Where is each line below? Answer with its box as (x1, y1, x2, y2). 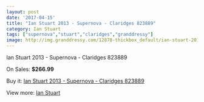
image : (6, 37, 23, 43)
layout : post (6, 8, 39, 15)
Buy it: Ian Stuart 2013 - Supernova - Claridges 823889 (6, 77, 144, 84)
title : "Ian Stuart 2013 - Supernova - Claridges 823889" (6, 20, 156, 26)
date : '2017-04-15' (6, 15, 56, 21)
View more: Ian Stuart (6, 89, 61, 96)
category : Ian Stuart (6, 25, 61, 32)
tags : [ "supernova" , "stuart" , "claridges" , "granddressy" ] (6, 32, 154, 38)
